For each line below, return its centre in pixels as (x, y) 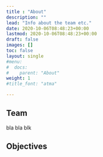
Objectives (27, 147)
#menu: (14, 61)
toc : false (20, 51)
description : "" (26, 17)
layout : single (25, 56)
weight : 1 (18, 78)
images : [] (20, 45)
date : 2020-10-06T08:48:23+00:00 (48, 28)
